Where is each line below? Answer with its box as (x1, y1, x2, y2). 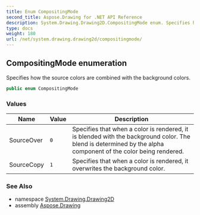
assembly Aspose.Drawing (14, 202, 81, 209)
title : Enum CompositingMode (6, 8, 79, 15)
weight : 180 (6, 31, 36, 37)
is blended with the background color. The (72, 132, 190, 140)
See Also (6, 182, 33, 190)
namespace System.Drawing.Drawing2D (14, 195, 115, 203)
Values (6, 99, 27, 107)
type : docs (6, 25, 33, 31)
